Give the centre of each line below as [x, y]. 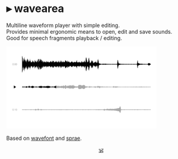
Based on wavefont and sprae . [44, 138]
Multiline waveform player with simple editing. [63, 25]
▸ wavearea [35, 9]
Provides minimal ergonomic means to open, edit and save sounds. [89, 31]
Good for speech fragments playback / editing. [64, 38]
